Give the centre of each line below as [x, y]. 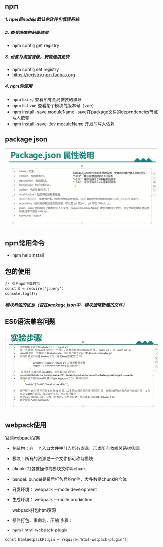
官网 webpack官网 [23, 438]
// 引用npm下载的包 [23, 284]
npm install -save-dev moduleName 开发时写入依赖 [63, 124]
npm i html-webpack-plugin [40, 530]
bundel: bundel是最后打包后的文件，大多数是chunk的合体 [69, 479]
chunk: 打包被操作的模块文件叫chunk [49, 468]
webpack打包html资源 [34, 510]
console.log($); [21, 294]
